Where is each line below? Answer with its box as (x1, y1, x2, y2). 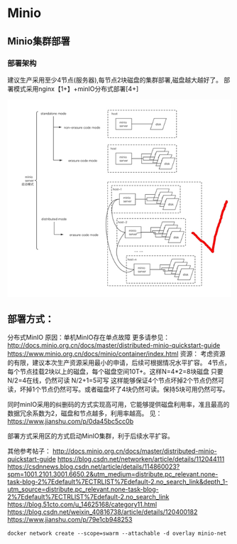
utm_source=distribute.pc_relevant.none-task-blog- (7, 485, 160, 494)
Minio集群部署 (7, 35, 70, 47)
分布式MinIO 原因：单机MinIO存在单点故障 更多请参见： (7, 333, 170, 341)
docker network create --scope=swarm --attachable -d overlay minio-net (7, 530, 227, 537)
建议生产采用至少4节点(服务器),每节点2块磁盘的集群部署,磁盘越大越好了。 (7, 75, 222, 84)
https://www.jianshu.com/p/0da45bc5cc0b (7, 417, 133, 425)
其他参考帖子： (7, 447, 51, 455)
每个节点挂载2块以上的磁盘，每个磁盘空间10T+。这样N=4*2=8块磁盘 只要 (7, 367, 224, 375)
